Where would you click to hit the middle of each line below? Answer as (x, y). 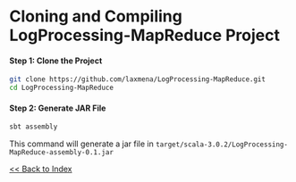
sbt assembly (34, 127)
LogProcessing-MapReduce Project (144, 35)
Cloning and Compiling (96, 17)
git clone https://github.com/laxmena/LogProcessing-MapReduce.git (138, 79)
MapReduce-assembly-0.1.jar (62, 153)
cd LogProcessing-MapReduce (62, 88)
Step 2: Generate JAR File (58, 108)
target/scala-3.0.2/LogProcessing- (222, 145)
